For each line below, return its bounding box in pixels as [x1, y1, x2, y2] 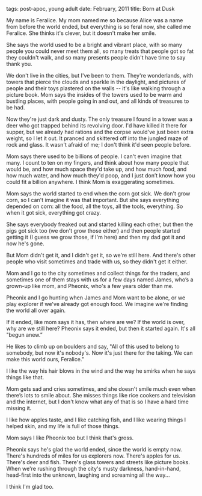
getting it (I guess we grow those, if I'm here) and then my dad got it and [6, 234, 185, 240]
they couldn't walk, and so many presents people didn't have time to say [6, 54, 186, 61]
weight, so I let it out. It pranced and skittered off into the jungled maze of [6, 135, 188, 142]
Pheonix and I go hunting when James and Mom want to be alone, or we [6, 294, 186, 301]
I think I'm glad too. [6, 483, 54, 490]
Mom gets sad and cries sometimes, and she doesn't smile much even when [6, 385, 196, 393]
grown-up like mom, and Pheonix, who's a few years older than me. [6, 283, 174, 289]
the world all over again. [6, 307, 66, 314]
